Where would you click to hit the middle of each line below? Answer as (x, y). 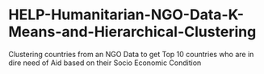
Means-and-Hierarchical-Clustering (132, 32)
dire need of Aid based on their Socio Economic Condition (105, 63)
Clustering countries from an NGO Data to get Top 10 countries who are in (131, 54)
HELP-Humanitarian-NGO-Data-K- (126, 15)
